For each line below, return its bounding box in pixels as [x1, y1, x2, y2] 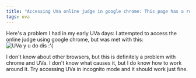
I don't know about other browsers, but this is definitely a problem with [6, 53, 176, 60]
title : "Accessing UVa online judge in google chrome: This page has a [6, 8, 184, 14]
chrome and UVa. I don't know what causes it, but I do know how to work [6, 59, 182, 66]
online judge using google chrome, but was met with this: [6, 36, 144, 43]
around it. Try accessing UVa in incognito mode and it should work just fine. [6, 65, 188, 72]
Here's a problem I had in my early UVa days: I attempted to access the [6, 29, 177, 36]
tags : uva [6, 14, 30, 20]
